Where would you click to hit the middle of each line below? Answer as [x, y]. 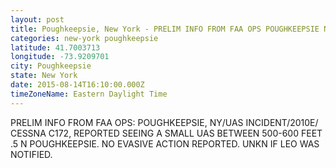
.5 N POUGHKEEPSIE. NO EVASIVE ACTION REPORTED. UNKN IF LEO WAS [165, 143]
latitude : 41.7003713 [55, 47]
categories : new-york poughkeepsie [84, 38]
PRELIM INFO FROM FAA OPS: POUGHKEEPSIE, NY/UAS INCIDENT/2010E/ [164, 122]
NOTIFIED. [31, 154]
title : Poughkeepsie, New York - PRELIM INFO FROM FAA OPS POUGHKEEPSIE [165, 29]
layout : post [37, 19]
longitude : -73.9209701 [60, 57]
